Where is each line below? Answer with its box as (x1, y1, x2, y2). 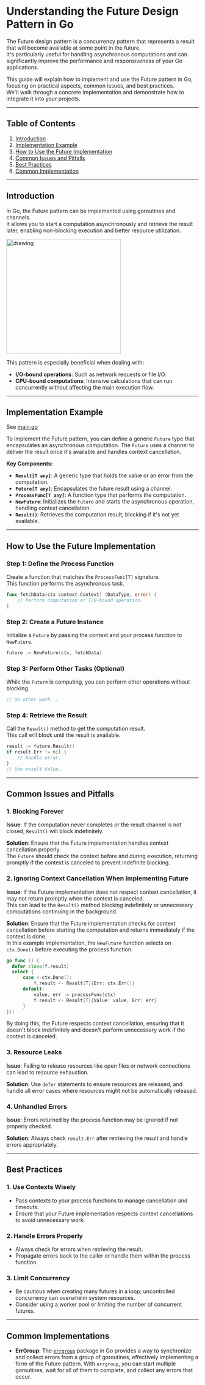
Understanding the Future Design (6, 4, 179, 18)
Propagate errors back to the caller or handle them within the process (15, 1252, 190, 1259)
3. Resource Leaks (6, 1048, 62, 1057)
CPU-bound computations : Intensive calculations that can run (15, 377, 173, 384)
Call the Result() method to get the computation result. (6, 725, 145, 733)
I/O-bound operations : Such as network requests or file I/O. (15, 371, 167, 378)
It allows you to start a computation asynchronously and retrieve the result (6, 220, 193, 227)
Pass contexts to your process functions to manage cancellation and (15, 1196, 188, 1204)
